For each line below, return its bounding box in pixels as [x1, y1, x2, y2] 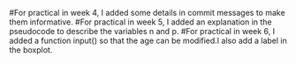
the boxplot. [9, 45, 53, 55]
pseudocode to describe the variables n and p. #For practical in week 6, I [9, 26, 276, 36]
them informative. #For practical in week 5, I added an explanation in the [9, 17, 272, 27]
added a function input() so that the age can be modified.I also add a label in [9, 35, 287, 46]
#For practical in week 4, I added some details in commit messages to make [9, 8, 285, 18]
